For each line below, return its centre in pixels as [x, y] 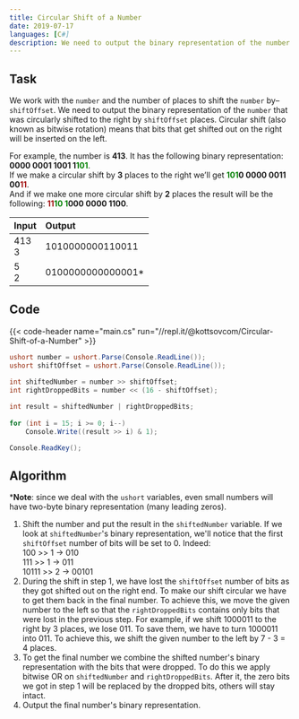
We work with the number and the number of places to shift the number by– [145, 100]
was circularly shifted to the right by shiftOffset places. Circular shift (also [148, 120]
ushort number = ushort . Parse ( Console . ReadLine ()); [107, 357]
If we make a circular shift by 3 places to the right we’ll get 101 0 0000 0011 [148, 175]
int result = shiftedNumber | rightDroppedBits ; [102, 407]
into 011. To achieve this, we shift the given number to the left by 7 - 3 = [154, 638]
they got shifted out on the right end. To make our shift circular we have [154, 591]
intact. [34, 696]
